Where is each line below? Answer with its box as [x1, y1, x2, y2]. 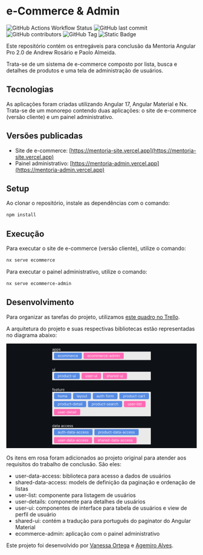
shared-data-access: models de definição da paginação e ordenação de [14, 478, 196, 486]
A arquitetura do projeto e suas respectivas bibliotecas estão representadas [6, 325, 195, 332]
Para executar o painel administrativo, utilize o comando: [6, 268, 147, 275]
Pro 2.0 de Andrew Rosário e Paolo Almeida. [6, 48, 117, 56]
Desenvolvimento [6, 297, 74, 307]
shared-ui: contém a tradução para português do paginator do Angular [14, 517, 192, 524]
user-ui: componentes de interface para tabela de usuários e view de [14, 504, 187, 512]
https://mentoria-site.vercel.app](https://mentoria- [71, 147, 196, 154]
